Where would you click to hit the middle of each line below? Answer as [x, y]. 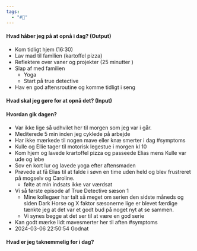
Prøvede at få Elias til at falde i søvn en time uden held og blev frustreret [103, 171]
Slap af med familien [40, 68]
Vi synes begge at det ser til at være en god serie [84, 216]
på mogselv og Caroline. [45, 178]
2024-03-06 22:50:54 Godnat [52, 228]
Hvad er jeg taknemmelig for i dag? [50, 242]
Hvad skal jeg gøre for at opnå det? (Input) [59, 101]
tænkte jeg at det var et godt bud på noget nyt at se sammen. [99, 209]
